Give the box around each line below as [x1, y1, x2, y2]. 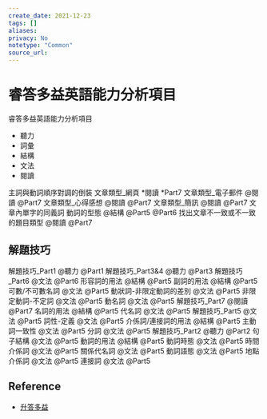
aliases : [8, 26, 38, 34]
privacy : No [8, 34, 48, 42]
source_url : [8, 49, 48, 57]
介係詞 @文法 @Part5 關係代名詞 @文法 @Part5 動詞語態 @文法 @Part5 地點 [8, 345, 260, 356]
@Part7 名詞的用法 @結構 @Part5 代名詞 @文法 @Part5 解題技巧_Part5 [8, 305, 241, 316]
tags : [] [8, 19, 38, 27]
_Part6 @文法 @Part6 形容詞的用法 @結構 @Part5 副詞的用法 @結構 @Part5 [8, 276, 258, 285]
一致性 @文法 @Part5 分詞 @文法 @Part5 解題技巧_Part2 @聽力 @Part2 [14, 325, 251, 336]
